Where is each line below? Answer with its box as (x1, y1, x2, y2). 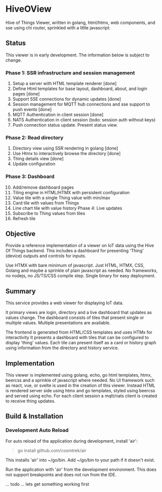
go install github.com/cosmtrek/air (17, 447, 87, 453)
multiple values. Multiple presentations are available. (5, 320, 111, 326)
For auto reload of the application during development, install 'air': (5, 438, 138, 444)
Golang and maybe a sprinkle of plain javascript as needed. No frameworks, (5, 268, 158, 273)
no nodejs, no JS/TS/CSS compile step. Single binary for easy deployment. (5, 273, 156, 279)
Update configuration (12, 161, 55, 167)
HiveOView (5, 3, 52, 15)
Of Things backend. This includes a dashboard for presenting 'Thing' (5, 248, 144, 254)
